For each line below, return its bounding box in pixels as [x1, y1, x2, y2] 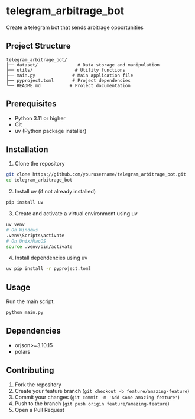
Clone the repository [14, 160, 65, 167]
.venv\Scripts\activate [6, 233, 65, 239]
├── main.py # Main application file [6, 72, 134, 78]
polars [14, 348, 31, 355]
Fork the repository [14, 381, 62, 388]
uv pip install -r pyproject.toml [6, 266, 92, 272]
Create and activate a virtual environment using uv [14, 210, 138, 217]
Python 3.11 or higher [14, 115, 66, 122]
